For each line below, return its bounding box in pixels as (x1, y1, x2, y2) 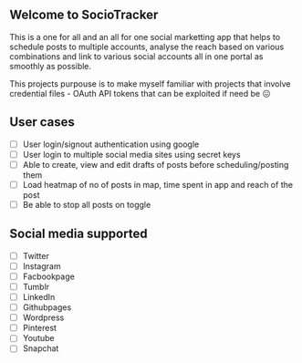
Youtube (22, 333, 55, 344)
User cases (9, 114, 75, 130)
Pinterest (22, 323, 57, 334)
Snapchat (22, 343, 59, 354)
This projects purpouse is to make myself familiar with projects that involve (9, 78, 291, 89)
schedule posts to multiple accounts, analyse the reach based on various (9, 41, 285, 52)
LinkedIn (22, 292, 56, 302)
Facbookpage (22, 271, 75, 282)
